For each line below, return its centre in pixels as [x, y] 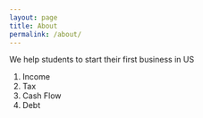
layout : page [34, 17]
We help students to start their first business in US [102, 60]
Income [36, 77]
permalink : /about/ [46, 34]
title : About [34, 26]
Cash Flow [42, 96]
